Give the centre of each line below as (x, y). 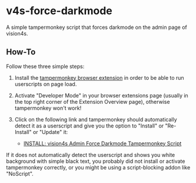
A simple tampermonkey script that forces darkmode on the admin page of (97, 27)
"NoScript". (20, 174)
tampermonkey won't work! (48, 108)
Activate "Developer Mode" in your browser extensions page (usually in (101, 95)
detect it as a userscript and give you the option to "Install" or (89, 126)
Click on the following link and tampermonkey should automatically (96, 119)
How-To (21, 52)
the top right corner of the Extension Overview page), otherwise (92, 102)
